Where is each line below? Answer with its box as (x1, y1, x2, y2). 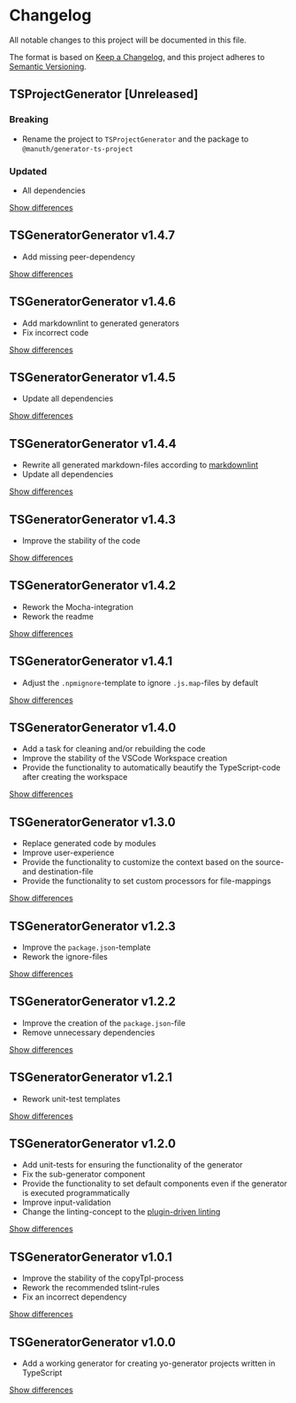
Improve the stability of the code (21, 535, 141, 545)
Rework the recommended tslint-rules (21, 1283, 161, 1293)
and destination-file (21, 867, 94, 877)
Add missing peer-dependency (21, 251, 135, 262)
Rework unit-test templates (21, 1093, 121, 1104)
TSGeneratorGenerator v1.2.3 (9, 918, 177, 934)
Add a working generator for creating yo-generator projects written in (21, 1358, 276, 1368)
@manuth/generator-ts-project (21, 144, 134, 153)
